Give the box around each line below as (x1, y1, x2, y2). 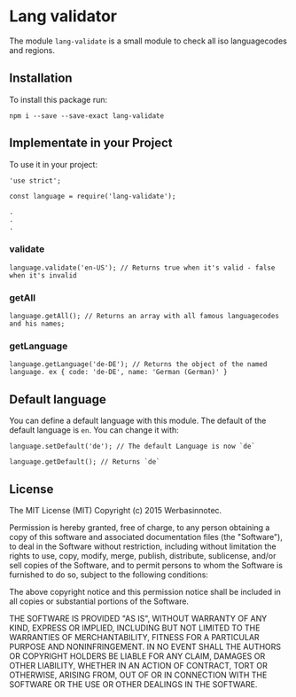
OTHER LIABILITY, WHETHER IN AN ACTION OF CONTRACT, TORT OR (9, 661, 268, 671)
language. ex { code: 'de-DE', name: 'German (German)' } (9, 368, 228, 377)
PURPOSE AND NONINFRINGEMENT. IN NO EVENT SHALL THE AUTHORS (9, 641, 282, 653)
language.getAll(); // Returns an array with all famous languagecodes (9, 312, 279, 321)
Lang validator (9, 6, 118, 27)
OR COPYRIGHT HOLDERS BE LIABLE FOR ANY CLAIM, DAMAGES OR (9, 651, 266, 662)
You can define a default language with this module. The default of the (9, 415, 267, 427)
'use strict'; (9, 176, 62, 185)
